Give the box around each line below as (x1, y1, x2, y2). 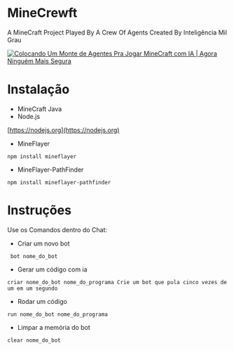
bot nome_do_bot (10, 253, 58, 260)
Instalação (7, 82, 70, 98)
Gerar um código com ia (17, 265, 88, 274)
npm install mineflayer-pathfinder (7, 179, 111, 186)
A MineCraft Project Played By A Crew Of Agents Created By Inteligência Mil (7, 28, 228, 37)
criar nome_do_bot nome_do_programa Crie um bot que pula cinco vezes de (7, 279, 228, 286)
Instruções (7, 203, 72, 219)
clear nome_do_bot (7, 336, 61, 344)
